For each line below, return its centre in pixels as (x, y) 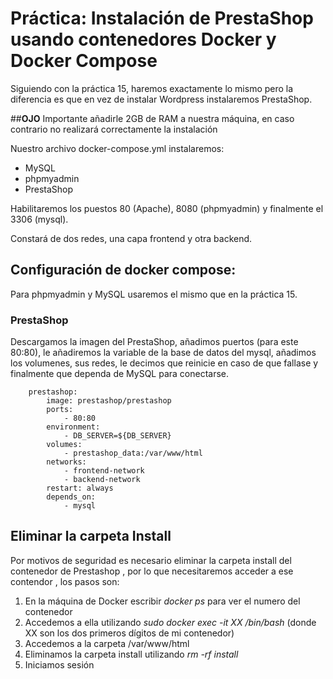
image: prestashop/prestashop (109, 401)
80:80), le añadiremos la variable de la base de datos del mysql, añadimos (163, 353)
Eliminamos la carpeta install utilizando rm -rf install (131, 654)
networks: (66, 462)
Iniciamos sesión (59, 664)
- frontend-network (104, 471)
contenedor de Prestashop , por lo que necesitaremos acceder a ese (152, 571)
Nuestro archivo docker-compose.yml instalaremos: (117, 148)
